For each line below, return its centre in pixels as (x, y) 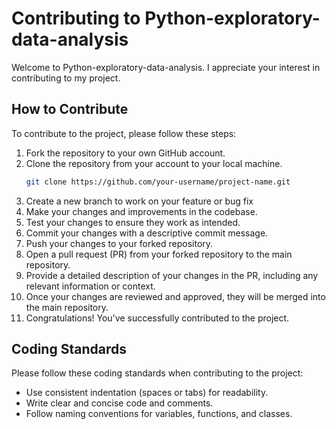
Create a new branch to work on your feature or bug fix (139, 201)
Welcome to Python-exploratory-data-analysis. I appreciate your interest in (166, 67)
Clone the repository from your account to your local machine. (154, 163)
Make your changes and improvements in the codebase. (141, 211)
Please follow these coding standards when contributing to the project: (157, 373)
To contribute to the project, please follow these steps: (124, 133)
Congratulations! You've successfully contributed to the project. (157, 318)
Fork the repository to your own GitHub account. (125, 153)
